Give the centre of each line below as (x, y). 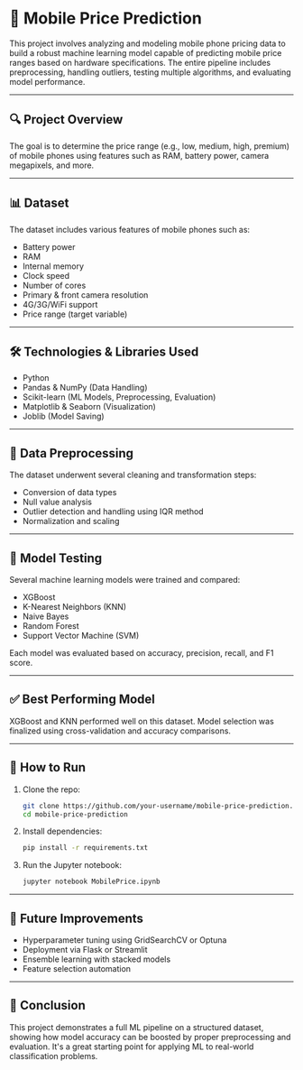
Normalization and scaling (71, 521)
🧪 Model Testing (55, 558)
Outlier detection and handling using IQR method (113, 512)
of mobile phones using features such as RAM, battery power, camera (139, 155)
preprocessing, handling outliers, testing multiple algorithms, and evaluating (150, 72)
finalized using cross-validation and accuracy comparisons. (120, 731)
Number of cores (54, 285)
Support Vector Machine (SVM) (81, 636)
